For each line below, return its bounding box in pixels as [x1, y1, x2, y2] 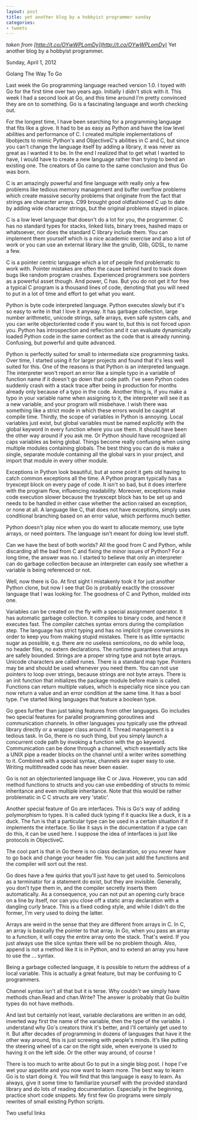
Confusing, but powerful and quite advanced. [6, 339, 116, 347]
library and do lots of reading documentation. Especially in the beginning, [6, 1086, 183, 1093]
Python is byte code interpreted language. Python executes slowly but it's [6, 302, 185, 309]
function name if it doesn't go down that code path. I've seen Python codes [6, 375, 189, 383]
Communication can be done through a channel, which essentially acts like [6, 745, 188, 752]
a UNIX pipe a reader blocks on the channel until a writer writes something [6, 751, 186, 758]
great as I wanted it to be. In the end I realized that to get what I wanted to [6, 150, 185, 157]
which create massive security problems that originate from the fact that [6, 192, 181, 199]
